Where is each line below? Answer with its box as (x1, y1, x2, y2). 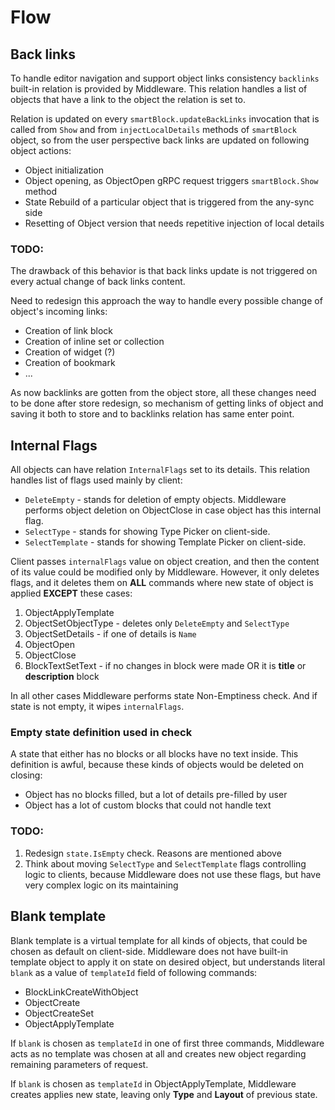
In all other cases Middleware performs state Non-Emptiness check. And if (10, 690, 318, 702)
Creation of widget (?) (24, 346, 116, 358)
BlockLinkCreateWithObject (24, 986, 139, 998)
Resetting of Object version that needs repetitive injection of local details (24, 217, 325, 229)
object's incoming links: (10, 306, 108, 318)
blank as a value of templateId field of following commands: (10, 966, 258, 978)
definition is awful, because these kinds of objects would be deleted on (10, 759, 304, 771)
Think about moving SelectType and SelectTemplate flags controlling (24, 857, 307, 870)
